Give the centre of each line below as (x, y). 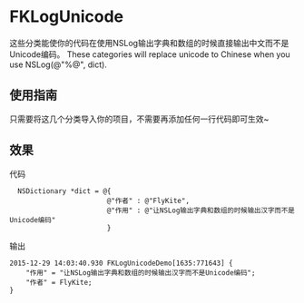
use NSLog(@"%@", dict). (58, 64)
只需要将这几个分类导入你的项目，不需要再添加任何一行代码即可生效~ (139, 119)
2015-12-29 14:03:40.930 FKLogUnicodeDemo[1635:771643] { (121, 263)
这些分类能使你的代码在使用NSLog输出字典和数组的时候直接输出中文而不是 (149, 43)
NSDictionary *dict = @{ (64, 191)
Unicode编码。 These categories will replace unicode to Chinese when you (150, 54)
